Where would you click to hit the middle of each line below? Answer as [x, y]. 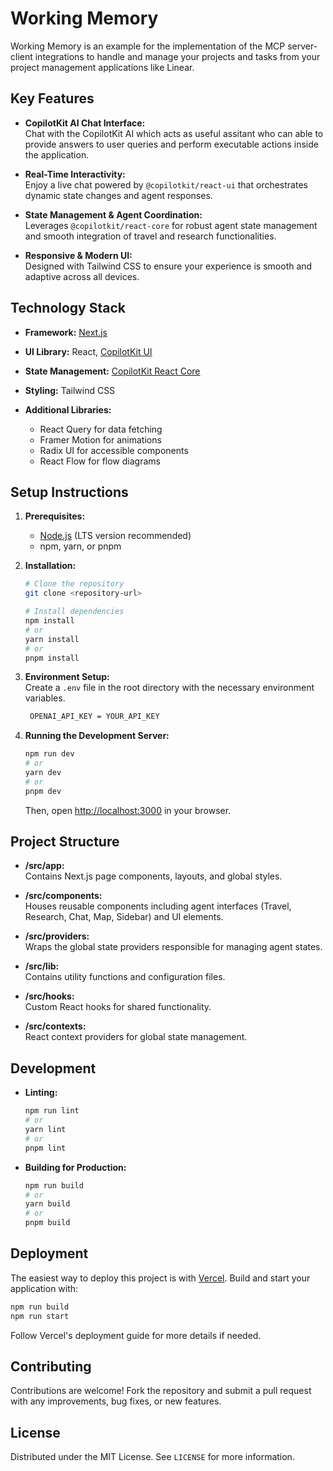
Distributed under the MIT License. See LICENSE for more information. [152, 1457]
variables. [45, 698]
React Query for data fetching [101, 429]
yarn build [47, 1204]
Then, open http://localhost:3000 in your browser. [128, 810]
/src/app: [44, 866]
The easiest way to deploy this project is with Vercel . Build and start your [160, 1278]
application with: [44, 1288]
